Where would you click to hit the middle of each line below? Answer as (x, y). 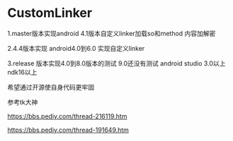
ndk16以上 (22, 72)
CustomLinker (50, 13)
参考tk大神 (23, 102)
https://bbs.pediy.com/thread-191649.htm (68, 130)
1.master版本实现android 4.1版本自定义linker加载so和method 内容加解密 (112, 33)
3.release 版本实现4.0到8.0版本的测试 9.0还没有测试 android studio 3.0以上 (116, 63)
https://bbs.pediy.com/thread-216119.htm (67, 116)
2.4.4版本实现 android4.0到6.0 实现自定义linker (76, 48)
